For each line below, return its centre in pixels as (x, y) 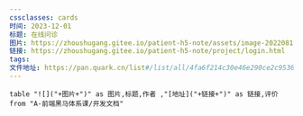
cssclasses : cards (44, 18)
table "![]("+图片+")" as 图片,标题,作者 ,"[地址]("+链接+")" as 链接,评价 (144, 94)
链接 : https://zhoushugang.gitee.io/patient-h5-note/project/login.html (147, 51)
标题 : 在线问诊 (34, 34)
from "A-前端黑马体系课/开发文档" (67, 103)
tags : (19, 59)
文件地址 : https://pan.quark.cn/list (78, 68)
